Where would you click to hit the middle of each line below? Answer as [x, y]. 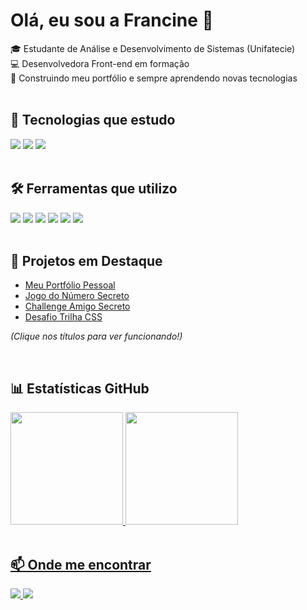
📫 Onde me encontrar [81, 564]
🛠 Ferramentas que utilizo [94, 189]
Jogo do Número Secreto [77, 296]
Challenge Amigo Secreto [77, 306]
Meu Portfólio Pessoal [70, 285]
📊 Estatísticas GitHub [80, 388]
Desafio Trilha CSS [63, 317]
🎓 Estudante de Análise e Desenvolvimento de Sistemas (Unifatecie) [153, 48]
